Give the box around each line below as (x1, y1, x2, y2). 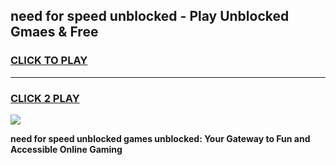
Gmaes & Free (10, 24, 99, 41)
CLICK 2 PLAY (10, 91, 80, 105)
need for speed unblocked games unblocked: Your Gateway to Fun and (10, 132, 311, 144)
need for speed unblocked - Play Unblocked (10, 8, 290, 25)
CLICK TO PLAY (10, 54, 88, 68)
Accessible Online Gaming (10, 143, 123, 155)
